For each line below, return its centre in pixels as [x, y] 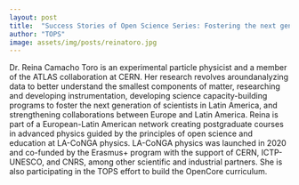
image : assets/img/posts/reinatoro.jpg [83, 42]
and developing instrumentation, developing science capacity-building [138, 96]
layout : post [33, 17]
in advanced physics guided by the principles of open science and [131, 133]
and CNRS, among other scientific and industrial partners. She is [164, 162]
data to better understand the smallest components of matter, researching [145, 86]
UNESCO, [27, 162]
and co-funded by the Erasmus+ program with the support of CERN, [134, 153]
